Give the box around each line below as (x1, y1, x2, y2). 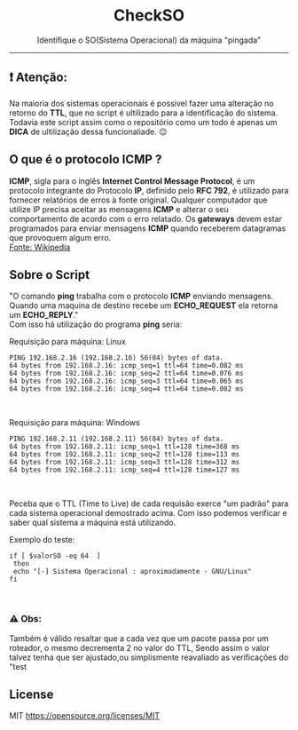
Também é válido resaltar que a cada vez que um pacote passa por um (9, 632, 269, 644)
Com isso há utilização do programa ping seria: (9, 319, 183, 329)
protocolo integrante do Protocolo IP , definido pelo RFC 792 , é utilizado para (9, 185, 289, 195)
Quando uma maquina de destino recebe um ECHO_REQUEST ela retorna (9, 300, 278, 311)
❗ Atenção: (9, 70, 68, 85)
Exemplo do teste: (9, 535, 75, 545)
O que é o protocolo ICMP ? (9, 152, 162, 167)
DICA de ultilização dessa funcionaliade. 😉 (9, 126, 168, 137)
